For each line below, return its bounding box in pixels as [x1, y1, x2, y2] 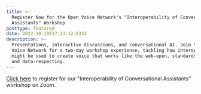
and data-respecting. [11, 58, 66, 64]
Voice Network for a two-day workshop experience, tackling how [11, 48, 175, 54]
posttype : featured [6, 25, 55, 32]
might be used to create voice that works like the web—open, [11, 53, 170, 59]
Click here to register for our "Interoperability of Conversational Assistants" [6, 75, 191, 82]
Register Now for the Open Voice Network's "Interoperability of [11, 14, 178, 20]
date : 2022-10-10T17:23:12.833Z [6, 31, 87, 37]
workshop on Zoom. [6, 81, 56, 88]
